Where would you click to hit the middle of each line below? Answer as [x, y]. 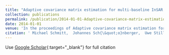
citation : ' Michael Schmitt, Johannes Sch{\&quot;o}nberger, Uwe [78, 33]
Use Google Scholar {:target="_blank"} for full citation [60, 47]
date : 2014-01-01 [23, 24]
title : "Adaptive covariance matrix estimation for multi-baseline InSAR [84, 10]
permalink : [17, 19]
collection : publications [32, 14]
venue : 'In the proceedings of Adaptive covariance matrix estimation [81, 28]
